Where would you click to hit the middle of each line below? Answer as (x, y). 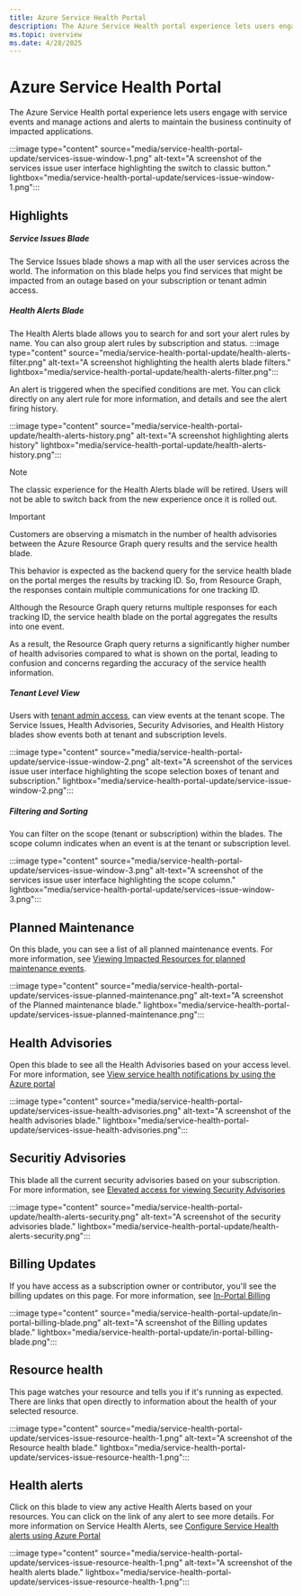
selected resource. (44, 1410)
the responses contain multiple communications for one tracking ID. (135, 589)
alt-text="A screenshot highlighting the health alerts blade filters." (169, 362)
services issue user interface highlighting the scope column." (123, 880)
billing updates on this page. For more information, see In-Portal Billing (140, 1295)
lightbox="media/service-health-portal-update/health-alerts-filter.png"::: (144, 371)
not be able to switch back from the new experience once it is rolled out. (143, 499)
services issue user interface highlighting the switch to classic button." (140, 169)
